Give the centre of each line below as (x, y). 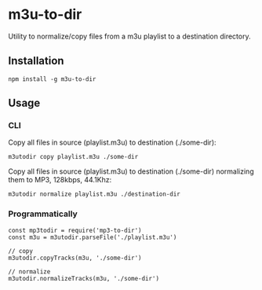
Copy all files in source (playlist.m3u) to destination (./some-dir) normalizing (131, 171)
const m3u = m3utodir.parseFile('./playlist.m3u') (93, 237)
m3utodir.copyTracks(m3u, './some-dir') (75, 258)
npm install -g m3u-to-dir (52, 79)
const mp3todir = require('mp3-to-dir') (75, 230)
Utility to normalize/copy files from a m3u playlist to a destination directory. (129, 36)
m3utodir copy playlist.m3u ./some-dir (73, 157)
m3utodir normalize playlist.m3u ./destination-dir (94, 194)
